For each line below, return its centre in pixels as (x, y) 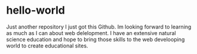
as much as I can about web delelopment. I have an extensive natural (91, 33)
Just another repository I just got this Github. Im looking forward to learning (99, 27)
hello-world (36, 10)
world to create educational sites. (47, 46)
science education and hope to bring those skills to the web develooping (96, 39)
